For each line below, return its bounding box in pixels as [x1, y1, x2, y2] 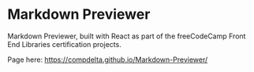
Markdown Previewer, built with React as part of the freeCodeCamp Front [7, 31, 246, 41]
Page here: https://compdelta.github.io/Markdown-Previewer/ [7, 55, 208, 64]
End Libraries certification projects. [7, 39, 121, 49]
